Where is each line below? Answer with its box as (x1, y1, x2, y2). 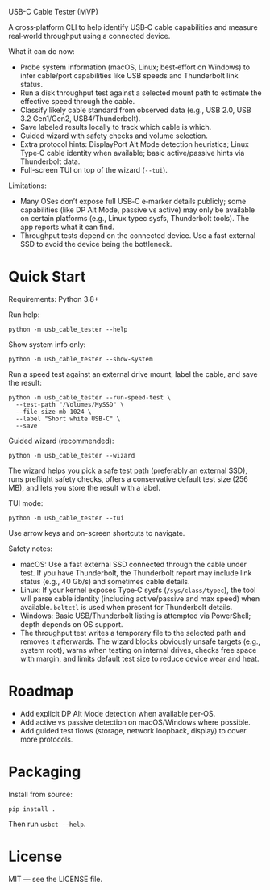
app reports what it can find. (19, 222, 114, 232)
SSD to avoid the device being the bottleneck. (19, 240, 172, 249)
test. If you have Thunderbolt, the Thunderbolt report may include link (19, 568, 252, 578)
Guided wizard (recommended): (8, 436, 114, 445)
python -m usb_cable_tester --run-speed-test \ (8, 393, 172, 402)
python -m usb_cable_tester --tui (8, 514, 125, 522)
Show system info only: (8, 339, 86, 349)
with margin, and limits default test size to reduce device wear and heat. (19, 654, 260, 663)
